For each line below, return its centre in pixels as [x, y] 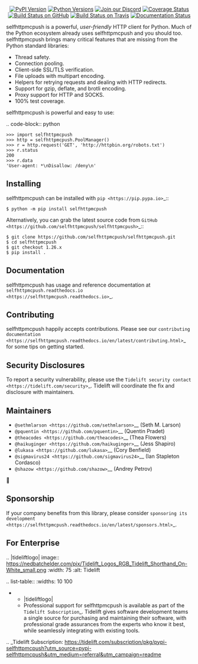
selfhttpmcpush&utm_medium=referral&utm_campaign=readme [84, 654]
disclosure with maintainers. [40, 392]
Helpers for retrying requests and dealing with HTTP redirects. [91, 82]
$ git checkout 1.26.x [34, 247]
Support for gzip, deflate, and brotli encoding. [70, 88]
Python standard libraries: [38, 45]
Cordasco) [27, 463]
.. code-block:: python [33, 124]
